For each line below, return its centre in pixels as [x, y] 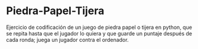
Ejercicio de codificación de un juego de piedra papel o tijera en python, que [99, 27]
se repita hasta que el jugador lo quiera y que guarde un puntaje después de [99, 33]
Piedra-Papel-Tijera [55, 11]
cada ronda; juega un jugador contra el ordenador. [67, 40]
